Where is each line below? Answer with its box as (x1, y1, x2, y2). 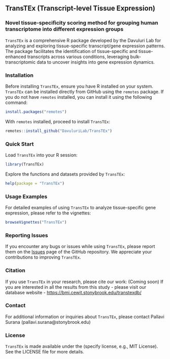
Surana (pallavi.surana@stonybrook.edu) (5, 319, 91, 325)
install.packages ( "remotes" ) (5, 109, 67, 114)
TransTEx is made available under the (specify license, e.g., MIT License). (5, 343, 158, 349)
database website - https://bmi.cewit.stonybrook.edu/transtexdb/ (5, 289, 142, 295)
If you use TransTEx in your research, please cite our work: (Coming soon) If (5, 279, 163, 285)
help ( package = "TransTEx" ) (5, 181, 65, 186)
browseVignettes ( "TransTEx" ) (5, 220, 67, 225)
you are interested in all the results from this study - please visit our (5, 284, 147, 290)
